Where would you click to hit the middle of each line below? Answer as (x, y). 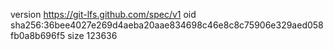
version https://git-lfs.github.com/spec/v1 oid (103, 14)
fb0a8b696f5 (38, 35)
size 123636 (92, 35)
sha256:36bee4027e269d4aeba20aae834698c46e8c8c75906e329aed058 (167, 25)
